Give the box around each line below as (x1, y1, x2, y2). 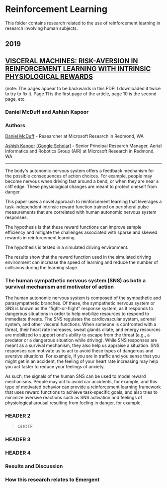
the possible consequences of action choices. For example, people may (5, 173, 153, 179)
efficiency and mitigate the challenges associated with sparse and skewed (5, 229, 158, 235)
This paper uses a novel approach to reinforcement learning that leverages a (5, 198, 162, 205)
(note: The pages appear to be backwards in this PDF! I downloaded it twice (5, 86, 161, 92)
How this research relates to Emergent (5, 476, 100, 483)
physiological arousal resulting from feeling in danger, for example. (5, 400, 142, 406)
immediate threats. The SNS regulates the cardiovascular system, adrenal (5, 316, 156, 322)
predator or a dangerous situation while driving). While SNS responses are (5, 337, 158, 343)
